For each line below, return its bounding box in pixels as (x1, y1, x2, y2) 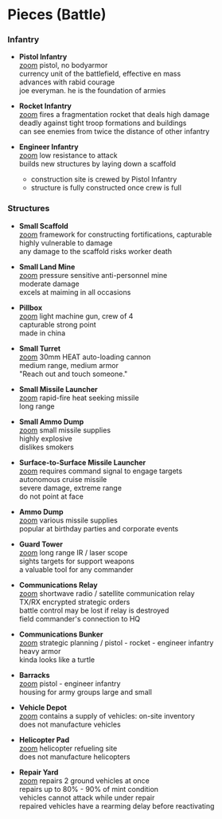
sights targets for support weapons (18, 556, 134, 566)
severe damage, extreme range (18, 483, 123, 492)
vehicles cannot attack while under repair (18, 793, 155, 802)
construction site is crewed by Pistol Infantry (30, 174, 177, 184)
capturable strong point (18, 319, 96, 329)
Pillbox (18, 303, 43, 312)
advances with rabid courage (18, 77, 115, 87)
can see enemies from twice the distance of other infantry (18, 127, 210, 136)
